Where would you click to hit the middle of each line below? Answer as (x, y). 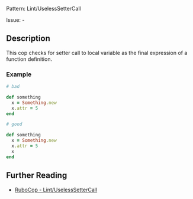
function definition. (29, 59)
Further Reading (37, 176)
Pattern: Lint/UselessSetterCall (44, 9)
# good (14, 124)
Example (19, 74)
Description (28, 39)
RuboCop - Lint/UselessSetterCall (56, 190)
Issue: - (15, 20)
